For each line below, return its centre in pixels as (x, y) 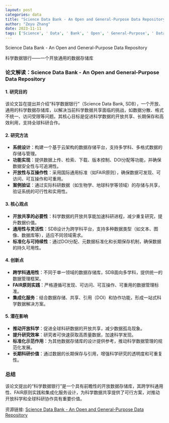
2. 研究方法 (17, 135)
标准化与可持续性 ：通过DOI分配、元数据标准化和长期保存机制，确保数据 (87, 241)
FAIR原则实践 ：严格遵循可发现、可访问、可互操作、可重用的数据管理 (83, 285)
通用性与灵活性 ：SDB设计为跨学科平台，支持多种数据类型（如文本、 (83, 229)
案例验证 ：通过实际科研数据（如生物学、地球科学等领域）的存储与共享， (87, 185)
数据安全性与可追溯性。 (37, 166)
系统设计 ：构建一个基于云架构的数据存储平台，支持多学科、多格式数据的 (87, 147)
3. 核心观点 (17, 204)
